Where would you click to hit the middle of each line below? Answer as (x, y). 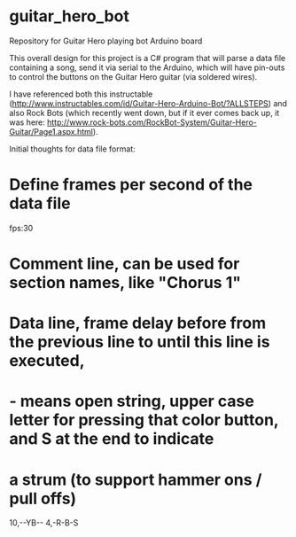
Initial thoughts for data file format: (72, 149)
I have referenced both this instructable (81, 94)
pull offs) (43, 498)
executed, (47, 361)
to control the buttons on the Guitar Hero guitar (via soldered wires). (133, 76)
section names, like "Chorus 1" (125, 283)
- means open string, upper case (132, 401)
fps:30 (21, 228)
